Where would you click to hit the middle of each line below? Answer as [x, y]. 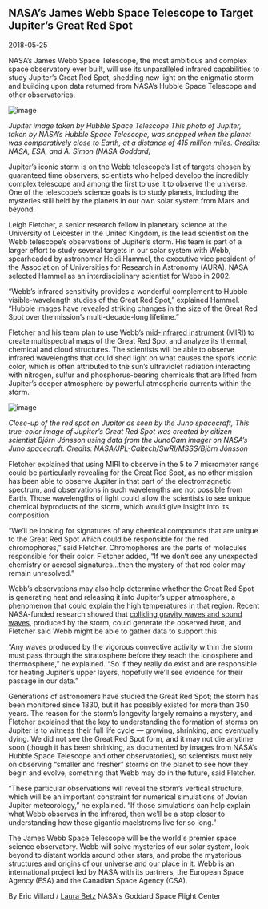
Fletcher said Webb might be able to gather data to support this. [114, 631]
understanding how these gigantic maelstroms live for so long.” [112, 822]
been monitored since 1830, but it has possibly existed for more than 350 [129, 705]
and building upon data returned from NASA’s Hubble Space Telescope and [132, 86]
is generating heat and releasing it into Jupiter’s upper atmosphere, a [122, 597]
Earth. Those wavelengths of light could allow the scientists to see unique [130, 498]
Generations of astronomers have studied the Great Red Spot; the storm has [134, 696]
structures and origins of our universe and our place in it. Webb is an [121, 863]
